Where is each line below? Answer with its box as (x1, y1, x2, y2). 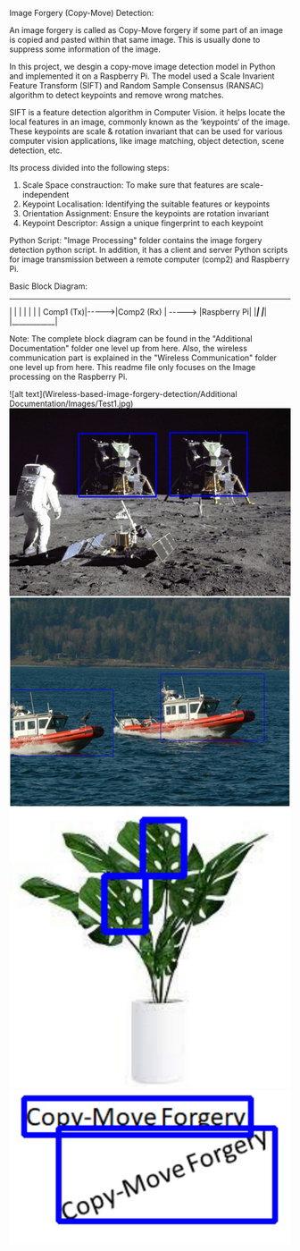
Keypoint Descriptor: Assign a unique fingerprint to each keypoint (21, 218, 263, 228)
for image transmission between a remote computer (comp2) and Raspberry (9, 254, 290, 265)
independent (21, 190, 70, 199)
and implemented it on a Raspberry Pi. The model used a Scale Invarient (9, 71, 275, 81)
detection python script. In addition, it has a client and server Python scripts (9, 245, 288, 255)
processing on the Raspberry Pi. (9, 371, 128, 382)
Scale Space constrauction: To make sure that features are (21, 180, 238, 190)
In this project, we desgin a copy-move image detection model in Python (9, 62, 276, 72)
